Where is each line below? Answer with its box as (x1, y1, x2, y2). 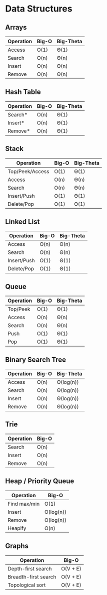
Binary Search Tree (5, 355, 66, 364)
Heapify (7, 525, 26, 532)
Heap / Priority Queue (5, 477, 74, 486)
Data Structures (5, 3, 72, 15)
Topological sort (7, 581, 46, 588)
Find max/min (7, 500, 40, 507)
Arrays (5, 23, 27, 32)
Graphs (5, 542, 29, 550)
